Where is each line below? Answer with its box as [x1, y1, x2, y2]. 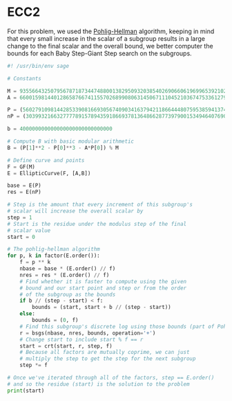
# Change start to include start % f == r [19, 336, 144, 343]
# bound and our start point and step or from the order [19, 285, 187, 292]
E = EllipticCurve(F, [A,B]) [7, 170, 91, 177]
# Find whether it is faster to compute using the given [19, 278, 187, 285]
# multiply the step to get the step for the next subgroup [19, 355, 196, 362]
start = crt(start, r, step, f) [19, 342, 113, 350]
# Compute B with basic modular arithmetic [7, 138, 135, 145]
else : [19, 310, 36, 317]
